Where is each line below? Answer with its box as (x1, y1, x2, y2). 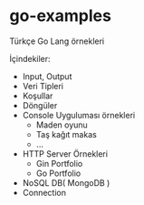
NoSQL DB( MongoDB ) (22, 177, 110, 188)
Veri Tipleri (22, 80, 63, 91)
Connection (22, 187, 66, 198)
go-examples (9, 5, 111, 26)
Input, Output (22, 70, 72, 82)
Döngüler (22, 99, 58, 110)
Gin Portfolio (35, 158, 83, 169)
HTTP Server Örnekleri (22, 148, 109, 159)
